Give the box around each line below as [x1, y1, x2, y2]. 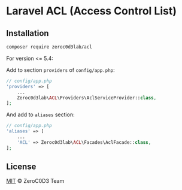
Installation [6, 28, 49, 38]
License [6, 162, 37, 172]
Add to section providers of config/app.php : [6, 66, 115, 73]
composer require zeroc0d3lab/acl [6, 44, 93, 50]
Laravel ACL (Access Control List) [6, 4, 177, 18]
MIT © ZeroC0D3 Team [6, 177, 65, 185]
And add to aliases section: [6, 111, 75, 118]
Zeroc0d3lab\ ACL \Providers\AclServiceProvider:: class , [17, 95, 157, 101]
